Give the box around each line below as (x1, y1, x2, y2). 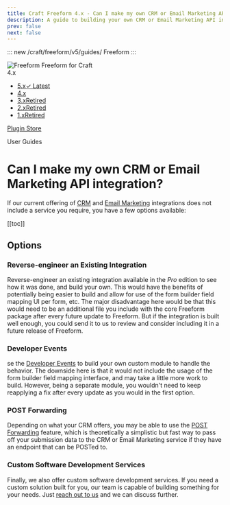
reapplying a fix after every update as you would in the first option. (7, 388, 195, 397)
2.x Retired (16, 104, 47, 112)
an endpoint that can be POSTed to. (7, 443, 108, 451)
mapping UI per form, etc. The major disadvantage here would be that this (7, 297, 216, 305)
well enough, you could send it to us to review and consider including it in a (7, 319, 220, 327)
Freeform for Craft (41, 61, 93, 69)
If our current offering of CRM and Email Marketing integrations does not (7, 199, 212, 207)
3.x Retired (16, 97, 47, 105)
